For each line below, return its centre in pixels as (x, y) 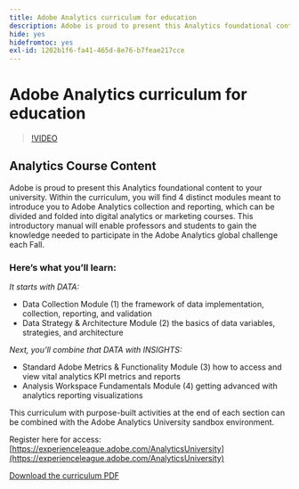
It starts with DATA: (44, 287)
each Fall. (27, 244)
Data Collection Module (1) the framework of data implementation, (143, 305)
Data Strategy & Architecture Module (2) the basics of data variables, (149, 323)
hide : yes (28, 34)
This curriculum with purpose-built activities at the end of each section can (147, 413)
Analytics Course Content (83, 166)
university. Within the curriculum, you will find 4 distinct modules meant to (145, 197)
